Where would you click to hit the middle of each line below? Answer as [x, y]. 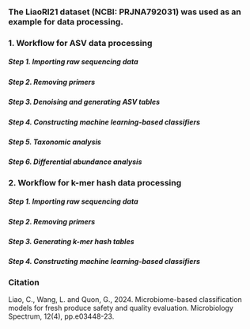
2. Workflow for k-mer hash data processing [95, 182]
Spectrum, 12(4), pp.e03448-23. [61, 316]
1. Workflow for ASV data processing [80, 43]
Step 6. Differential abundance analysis [75, 162]
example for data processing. [66, 21]
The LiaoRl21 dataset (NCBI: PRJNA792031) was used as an [125, 12]
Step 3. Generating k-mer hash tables [71, 242]
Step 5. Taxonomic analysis [55, 142]
